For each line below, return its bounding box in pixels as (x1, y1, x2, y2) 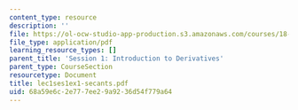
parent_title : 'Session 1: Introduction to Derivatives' (9, 54, 224, 63)
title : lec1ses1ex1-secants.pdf (9, 79, 129, 88)
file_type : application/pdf (9, 37, 114, 47)
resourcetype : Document (9, 71, 98, 80)
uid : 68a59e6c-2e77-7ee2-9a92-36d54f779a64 (9, 87, 173, 96)
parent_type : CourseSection (9, 63, 114, 72)
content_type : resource (9, 12, 98, 22)
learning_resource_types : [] (9, 46, 117, 55)
